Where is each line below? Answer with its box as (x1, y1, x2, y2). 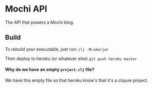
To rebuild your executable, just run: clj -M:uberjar (5, 46, 109, 52)
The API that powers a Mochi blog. (5, 19, 74, 25)
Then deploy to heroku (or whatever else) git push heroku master (5, 56, 137, 61)
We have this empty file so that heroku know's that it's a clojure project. (5, 77, 149, 83)
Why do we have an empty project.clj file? (5, 67, 95, 73)
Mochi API (5, 3, 48, 15)
